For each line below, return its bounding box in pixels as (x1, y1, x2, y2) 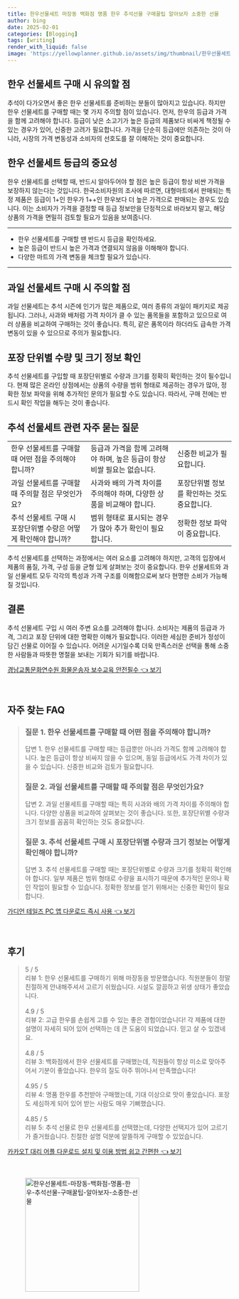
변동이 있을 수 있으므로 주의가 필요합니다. (7, 329, 122, 337)
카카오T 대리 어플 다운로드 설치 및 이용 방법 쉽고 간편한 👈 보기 (7, 1147, 182, 1155)
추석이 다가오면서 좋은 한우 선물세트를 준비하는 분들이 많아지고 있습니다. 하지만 (7, 98, 226, 107)
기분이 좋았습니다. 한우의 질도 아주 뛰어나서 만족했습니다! (38, 1066, 196, 1075)
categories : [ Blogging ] (7, 30, 78, 38)
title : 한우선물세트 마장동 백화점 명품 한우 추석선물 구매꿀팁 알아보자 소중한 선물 (7, 10, 219, 18)
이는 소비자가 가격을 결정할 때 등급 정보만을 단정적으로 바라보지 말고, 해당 (22, 204, 225, 212)
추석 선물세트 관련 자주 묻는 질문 (7, 421, 139, 433)
